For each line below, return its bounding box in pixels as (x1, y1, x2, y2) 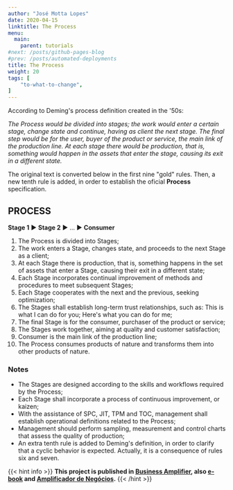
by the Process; (17, 387, 63, 396)
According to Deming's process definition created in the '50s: (8, 107, 184, 115)
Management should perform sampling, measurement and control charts (17, 424, 226, 433)
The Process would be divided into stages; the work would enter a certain (8, 120, 219, 128)
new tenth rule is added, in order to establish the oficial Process (8, 177, 191, 186)
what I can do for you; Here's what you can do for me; (17, 310, 173, 319)
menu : (8, 29, 24, 37)
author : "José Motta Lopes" (8, 10, 89, 17)
